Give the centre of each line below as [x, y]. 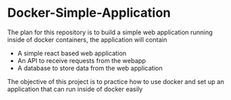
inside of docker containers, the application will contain [87, 39]
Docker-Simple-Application [89, 13]
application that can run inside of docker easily [75, 89]
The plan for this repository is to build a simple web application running [110, 32]
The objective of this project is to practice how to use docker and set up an [116, 81]
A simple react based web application [72, 53]
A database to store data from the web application [90, 68]
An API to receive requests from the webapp [81, 60]
